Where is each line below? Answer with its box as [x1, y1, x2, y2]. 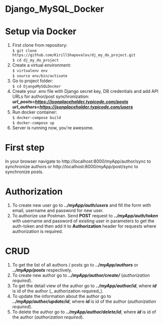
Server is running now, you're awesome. [12, 125, 94, 131]
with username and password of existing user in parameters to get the [12, 218, 155, 224]
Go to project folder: [12, 78, 54, 84]
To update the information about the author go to [12, 293, 111, 299]
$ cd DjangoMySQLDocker [12, 84, 61, 89]
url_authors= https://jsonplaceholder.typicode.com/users [12, 104, 134, 110]
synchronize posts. [5, 169, 44, 175]
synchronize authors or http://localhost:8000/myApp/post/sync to [5, 164, 138, 170]
